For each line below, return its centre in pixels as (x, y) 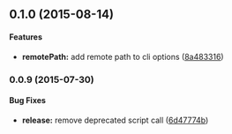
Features (26, 37)
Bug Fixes (28, 100)
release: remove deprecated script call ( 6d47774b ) (115, 120)
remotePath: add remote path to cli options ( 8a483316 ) (123, 56)
